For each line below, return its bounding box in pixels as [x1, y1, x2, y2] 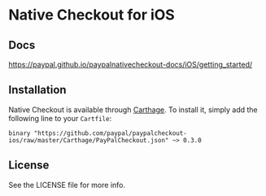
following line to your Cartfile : [8, 113, 112, 123]
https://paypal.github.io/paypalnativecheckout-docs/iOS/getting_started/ [8, 59, 253, 69]
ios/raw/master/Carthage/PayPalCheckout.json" [8, 136, 169, 144]
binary [8, 128, 31, 137]
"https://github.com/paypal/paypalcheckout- [33, 128, 187, 137]
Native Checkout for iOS [8, 6, 175, 24]
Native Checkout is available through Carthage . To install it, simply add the [8, 104, 258, 115]
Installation [8, 83, 67, 97]
